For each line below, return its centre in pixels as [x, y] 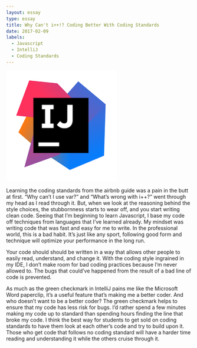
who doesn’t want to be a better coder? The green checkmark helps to [92, 301]
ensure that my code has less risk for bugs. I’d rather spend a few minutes [96, 307]
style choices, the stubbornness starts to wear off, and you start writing [93, 209]
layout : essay [24, 12]
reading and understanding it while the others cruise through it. [83, 339]
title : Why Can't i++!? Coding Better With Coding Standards [83, 25]
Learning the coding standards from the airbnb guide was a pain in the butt [97, 190]
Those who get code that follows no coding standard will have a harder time [98, 332]
